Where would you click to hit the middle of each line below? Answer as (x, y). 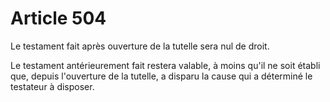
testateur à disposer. (52, 86)
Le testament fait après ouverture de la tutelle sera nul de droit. (140, 46)
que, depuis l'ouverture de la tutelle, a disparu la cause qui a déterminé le (161, 76)
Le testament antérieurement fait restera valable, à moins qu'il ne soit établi (165, 65)
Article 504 (58, 18)
